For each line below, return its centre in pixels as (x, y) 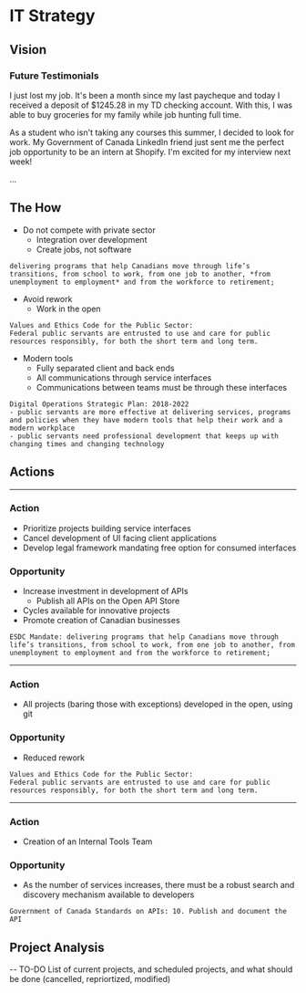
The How (36, 208)
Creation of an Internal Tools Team (87, 841)
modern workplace (42, 428)
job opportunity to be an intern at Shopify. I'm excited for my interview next (150, 152)
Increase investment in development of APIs (105, 591)
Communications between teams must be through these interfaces (162, 387)
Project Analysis (57, 947)
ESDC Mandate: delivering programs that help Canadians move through (144, 637)
